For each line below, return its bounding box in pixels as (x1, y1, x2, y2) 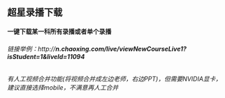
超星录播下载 (7, 6, 63, 19)
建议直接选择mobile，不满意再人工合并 (7, 83, 119, 92)
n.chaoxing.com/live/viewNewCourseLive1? (55, 44, 187, 53)
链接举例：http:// (7, 44, 56, 53)
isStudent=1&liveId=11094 (7, 52, 85, 60)
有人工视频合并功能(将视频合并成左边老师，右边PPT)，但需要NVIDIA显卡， (7, 75, 222, 83)
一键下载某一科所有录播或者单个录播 (7, 27, 112, 35)
